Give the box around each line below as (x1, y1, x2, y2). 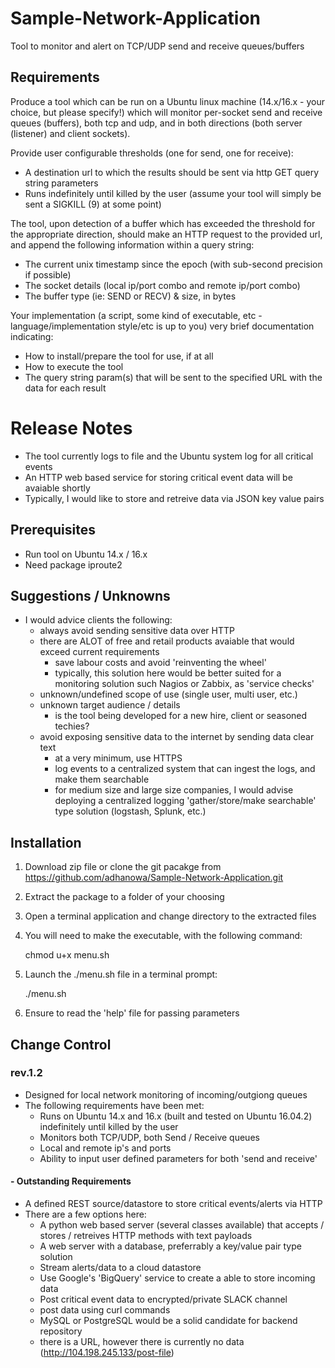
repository (39, 1325, 83, 1337)
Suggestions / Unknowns (10, 587, 171, 604)
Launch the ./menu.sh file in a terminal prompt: (24, 968, 218, 981)
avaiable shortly (24, 482, 91, 494)
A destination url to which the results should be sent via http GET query (24, 166, 320, 178)
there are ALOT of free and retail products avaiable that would (39, 635, 295, 647)
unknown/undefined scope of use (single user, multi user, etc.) (39, 688, 298, 701)
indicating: (10, 330, 54, 342)
